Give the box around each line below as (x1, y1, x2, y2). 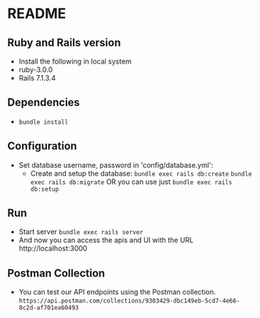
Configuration (7, 139, 78, 153)
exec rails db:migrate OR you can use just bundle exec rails (30, 177, 233, 186)
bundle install (18, 118, 69, 126)
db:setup (30, 185, 60, 193)
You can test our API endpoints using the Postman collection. (18, 287, 216, 297)
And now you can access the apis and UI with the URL (18, 236, 194, 245)
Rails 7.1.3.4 (18, 74, 56, 82)
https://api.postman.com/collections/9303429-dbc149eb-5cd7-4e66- (18, 297, 240, 305)
